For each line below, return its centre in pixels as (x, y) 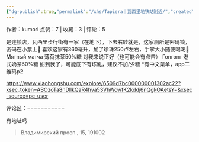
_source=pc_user (27, 96)
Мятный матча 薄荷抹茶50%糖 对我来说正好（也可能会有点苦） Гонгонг (94, 56)
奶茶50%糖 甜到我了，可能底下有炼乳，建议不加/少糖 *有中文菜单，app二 (100, 64)
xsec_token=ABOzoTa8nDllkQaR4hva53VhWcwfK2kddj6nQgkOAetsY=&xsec (99, 89)
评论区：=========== (36, 108)
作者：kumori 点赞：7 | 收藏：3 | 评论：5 (56, 29)
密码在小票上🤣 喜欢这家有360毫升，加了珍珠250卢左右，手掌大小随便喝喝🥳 (98, 49)
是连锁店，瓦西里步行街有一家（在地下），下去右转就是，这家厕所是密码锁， (98, 41)
